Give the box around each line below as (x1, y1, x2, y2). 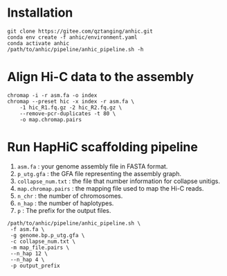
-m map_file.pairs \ (10, 244, 70, 251)
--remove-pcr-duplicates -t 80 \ (19, 110, 116, 117)
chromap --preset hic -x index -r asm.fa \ (7, 98, 135, 105)
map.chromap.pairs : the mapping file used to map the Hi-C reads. (17, 184, 204, 192)
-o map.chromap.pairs (19, 116, 82, 123)
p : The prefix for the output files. (17, 206, 111, 214)
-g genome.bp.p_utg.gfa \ (10, 232, 85, 239)
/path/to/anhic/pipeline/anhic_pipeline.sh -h (7, 46, 144, 53)
